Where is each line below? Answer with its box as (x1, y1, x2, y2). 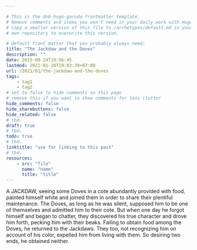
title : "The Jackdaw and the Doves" (6, 46, 96, 52)
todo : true (6, 133, 33, 140)
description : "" (6, 52, 46, 58)
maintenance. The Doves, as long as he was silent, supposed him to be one (6, 200, 189, 207)
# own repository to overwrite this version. (6, 30, 119, 36)
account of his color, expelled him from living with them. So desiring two (6, 231, 181, 238)
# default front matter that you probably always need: (6, 40, 145, 47)
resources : (6, 155, 33, 161)
